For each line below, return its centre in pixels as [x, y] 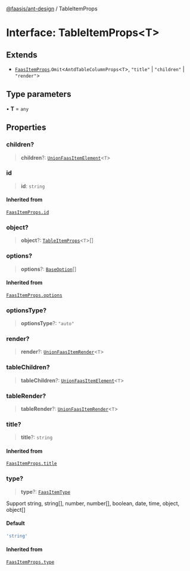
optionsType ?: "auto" [47, 323]
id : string [33, 186]
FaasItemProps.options [34, 295]
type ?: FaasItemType [45, 491]
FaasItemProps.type [30, 562]
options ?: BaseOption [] [49, 269]
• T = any [17, 109]
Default [15, 523]
